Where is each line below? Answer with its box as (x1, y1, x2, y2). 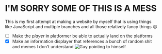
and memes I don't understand (12, 44, 74, 50)
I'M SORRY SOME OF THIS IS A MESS (5, 3, 157, 14)
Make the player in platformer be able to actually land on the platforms (12, 33, 153, 39)
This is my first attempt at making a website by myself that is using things (5, 19, 152, 24)
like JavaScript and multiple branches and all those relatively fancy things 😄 (5, 23, 158, 29)
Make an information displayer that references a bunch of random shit (12, 39, 152, 44)
